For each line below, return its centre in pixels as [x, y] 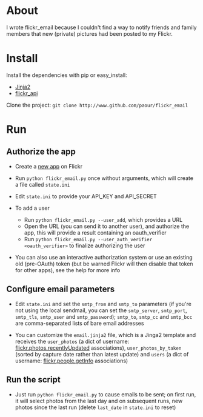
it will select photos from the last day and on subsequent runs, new [99, 401]
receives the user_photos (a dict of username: [72, 341]
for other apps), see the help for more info [68, 270]
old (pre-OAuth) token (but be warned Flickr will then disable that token [104, 264]
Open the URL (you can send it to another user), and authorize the [107, 226]
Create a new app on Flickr [49, 166]
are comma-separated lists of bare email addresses [79, 323]
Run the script [33, 380]
